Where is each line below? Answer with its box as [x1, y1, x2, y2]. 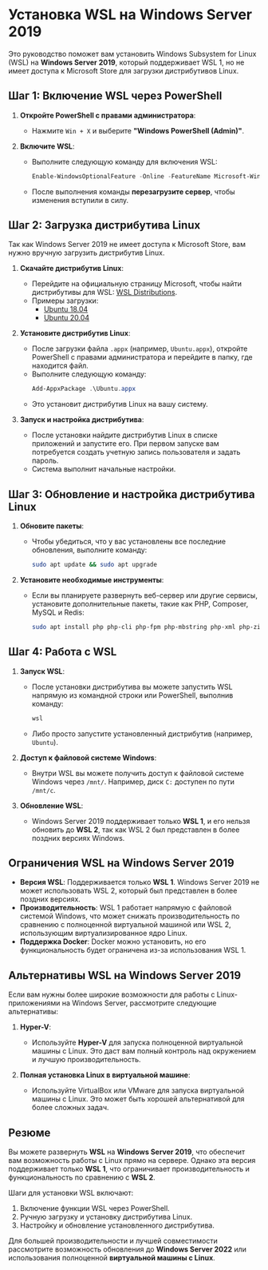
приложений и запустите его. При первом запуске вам [31, 439, 219, 448]
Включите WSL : [19, 141, 75, 151]
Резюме [8, 1125, 51, 1140]
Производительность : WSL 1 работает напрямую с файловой [19, 903, 232, 913]
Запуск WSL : [19, 666, 65, 676]
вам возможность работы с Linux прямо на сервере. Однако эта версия [8, 1156, 256, 1164]
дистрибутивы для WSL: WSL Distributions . [31, 288, 178, 297]
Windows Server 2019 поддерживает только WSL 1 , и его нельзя [31, 816, 250, 826]
